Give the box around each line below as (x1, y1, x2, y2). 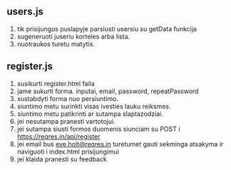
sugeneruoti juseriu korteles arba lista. (16, 32, 130, 41)
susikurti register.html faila (16, 79, 96, 87)
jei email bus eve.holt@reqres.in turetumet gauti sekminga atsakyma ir (16, 139, 224, 148)
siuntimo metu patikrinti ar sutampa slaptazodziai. (16, 110, 163, 118)
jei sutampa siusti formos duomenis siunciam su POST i (16, 124, 180, 133)
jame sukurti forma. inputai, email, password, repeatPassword (16, 87, 199, 95)
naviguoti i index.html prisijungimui (16, 147, 119, 156)
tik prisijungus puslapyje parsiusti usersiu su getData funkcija (16, 24, 197, 33)
